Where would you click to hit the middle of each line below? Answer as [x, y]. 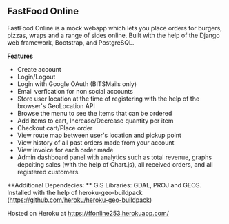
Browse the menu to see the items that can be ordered [94, 113]
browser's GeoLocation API [56, 105]
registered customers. [49, 172]
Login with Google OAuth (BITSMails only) [77, 84]
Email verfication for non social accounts [75, 91]
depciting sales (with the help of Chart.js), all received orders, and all [115, 164]
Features [20, 56]
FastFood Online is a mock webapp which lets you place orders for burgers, [114, 28]
